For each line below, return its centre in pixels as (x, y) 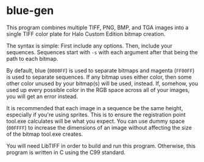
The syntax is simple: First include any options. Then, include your (89, 46)
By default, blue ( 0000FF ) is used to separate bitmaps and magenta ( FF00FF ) (100, 70)
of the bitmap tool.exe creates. (45, 134)
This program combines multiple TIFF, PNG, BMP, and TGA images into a (97, 27)
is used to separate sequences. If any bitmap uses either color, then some (99, 77)
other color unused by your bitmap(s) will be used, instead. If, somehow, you (102, 83)
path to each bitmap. (32, 58)
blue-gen (30, 11)
